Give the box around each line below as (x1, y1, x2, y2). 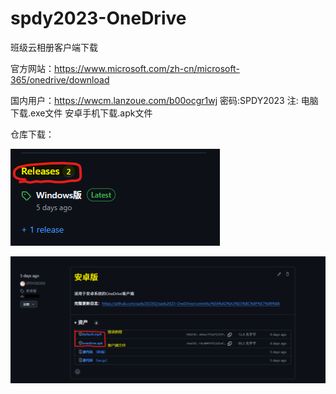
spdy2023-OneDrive (10, 7, 187, 30)
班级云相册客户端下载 (10, 41, 98, 53)
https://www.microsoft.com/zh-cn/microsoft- (54, 62, 240, 74)
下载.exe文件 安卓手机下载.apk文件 (10, 107, 153, 119)
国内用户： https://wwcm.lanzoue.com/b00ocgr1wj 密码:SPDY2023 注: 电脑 (10, 94, 319, 106)
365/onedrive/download (10, 73, 110, 86)
